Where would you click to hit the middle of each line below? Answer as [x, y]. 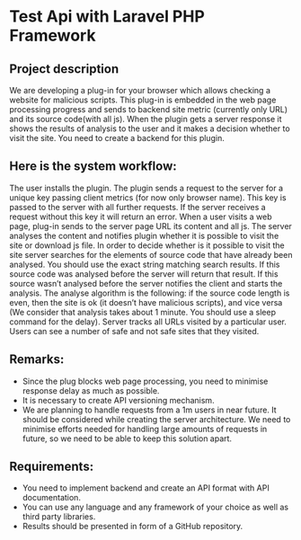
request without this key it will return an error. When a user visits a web [141, 217]
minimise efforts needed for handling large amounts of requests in [145, 429]
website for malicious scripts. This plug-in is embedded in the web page [143, 100]
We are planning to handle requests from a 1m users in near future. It [149, 410]
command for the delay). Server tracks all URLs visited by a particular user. [148, 322]
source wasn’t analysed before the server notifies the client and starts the [146, 283]
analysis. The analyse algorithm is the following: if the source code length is [150, 293]
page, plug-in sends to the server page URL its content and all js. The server [150, 226]
